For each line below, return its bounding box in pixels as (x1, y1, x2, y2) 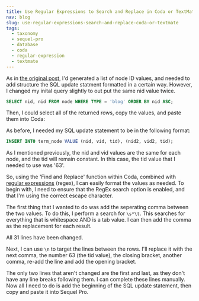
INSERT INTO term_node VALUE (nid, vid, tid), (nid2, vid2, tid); (6, 139, 174, 145)
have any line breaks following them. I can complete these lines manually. (6, 276, 185, 283)
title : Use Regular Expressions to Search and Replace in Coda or (6, 8, 174, 15)
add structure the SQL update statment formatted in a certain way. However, (6, 81, 192, 88)
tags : (6, 25, 20, 31)
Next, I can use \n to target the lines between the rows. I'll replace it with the (6, 245, 192, 252)
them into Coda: (6, 116, 46, 123)
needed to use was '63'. (6, 162, 65, 169)
